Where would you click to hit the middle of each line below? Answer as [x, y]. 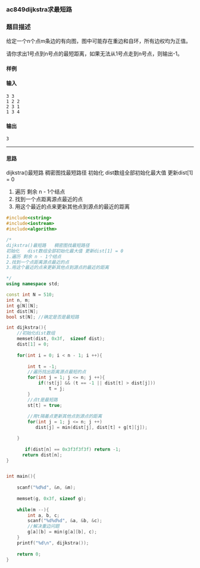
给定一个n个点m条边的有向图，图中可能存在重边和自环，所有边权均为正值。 [99, 41]
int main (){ [21, 476]
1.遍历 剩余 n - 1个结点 [34, 257]
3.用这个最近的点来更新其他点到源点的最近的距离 [57, 268]
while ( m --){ [33, 510]
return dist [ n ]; [42, 455]
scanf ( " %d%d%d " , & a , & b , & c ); [65, 521]
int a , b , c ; [44, 515]
